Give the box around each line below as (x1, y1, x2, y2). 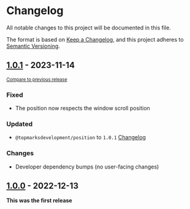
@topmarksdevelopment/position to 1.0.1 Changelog (15, 134, 146, 141)
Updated (6, 120, 32, 128)
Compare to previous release (6, 76, 67, 83)
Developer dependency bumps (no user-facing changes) (15, 163, 159, 170)
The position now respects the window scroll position (15, 105, 150, 112)
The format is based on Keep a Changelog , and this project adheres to (6, 36, 184, 43)
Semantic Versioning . (6, 42, 60, 50)
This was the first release (6, 197, 72, 204)
